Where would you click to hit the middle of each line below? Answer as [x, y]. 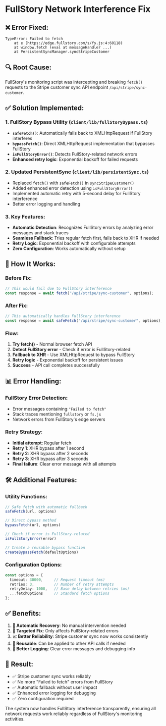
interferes [22, 138]
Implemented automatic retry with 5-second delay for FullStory [76, 193]
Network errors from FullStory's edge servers [59, 419]
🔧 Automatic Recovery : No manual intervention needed [69, 625]
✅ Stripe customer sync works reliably [52, 676]
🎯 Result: [19, 664]
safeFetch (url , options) [31, 512]
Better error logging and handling [46, 204]
